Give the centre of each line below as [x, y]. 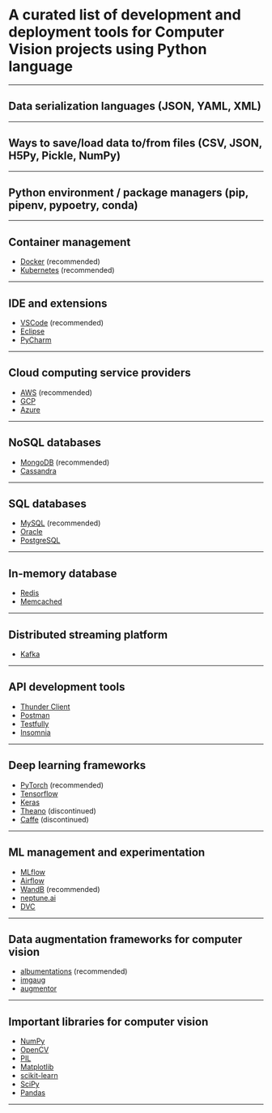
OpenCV [34, 1050]
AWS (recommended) [56, 392]
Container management [70, 242]
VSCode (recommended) [62, 323]
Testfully [34, 724]
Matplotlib [37, 1067]
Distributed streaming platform [88, 634]
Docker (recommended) [60, 261]
